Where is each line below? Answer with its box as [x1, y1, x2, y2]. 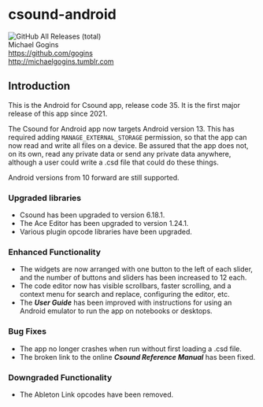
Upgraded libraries [8, 192, 81, 203]
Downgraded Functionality [8, 372, 113, 383]
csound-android [8, 6, 117, 24]
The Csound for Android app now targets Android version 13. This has [8, 124, 235, 133]
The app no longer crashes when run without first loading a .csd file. [19, 344, 242, 353]
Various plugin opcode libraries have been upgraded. [19, 227, 193, 237]
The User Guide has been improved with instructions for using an [19, 298, 232, 308]
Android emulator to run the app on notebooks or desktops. [19, 306, 213, 316]
